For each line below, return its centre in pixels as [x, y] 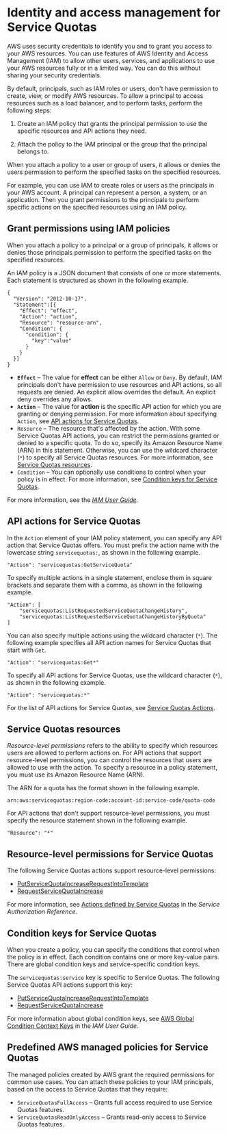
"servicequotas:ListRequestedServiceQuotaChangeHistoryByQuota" [113, 617]
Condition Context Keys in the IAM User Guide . [73, 1026]
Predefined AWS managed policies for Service [108, 1047]
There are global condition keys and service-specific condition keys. [104, 964]
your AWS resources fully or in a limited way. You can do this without [104, 68]
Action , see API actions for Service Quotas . [78, 421]
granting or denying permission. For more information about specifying [117, 414]
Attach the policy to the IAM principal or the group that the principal [112, 144]
